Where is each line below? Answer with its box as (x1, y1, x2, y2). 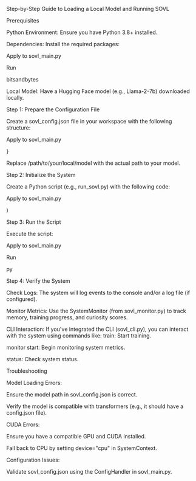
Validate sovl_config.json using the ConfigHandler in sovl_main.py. (6, 468, 172, 475)
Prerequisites (6, 17, 39, 24)
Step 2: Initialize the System (6, 171, 76, 178)
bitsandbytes (6, 76, 39, 83)
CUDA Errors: (6, 421, 40, 428)
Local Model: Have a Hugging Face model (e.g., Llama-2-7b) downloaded (6, 88, 190, 95)
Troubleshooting (6, 367, 47, 375)
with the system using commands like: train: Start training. (6, 332, 152, 339)
